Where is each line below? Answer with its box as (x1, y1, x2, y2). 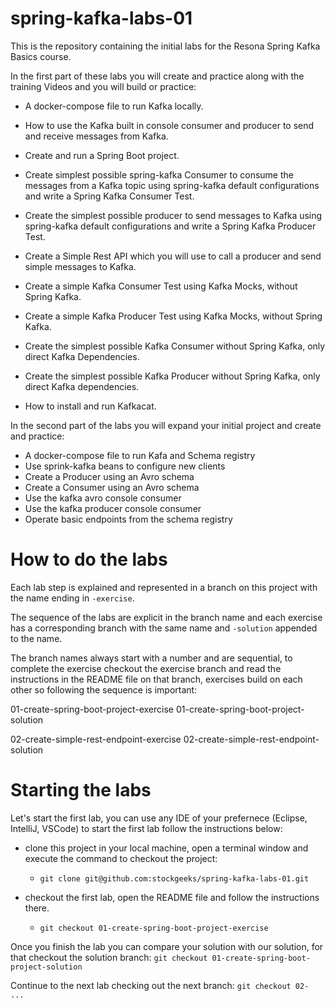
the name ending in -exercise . (10, 592, 135, 604)
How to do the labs (10, 548, 168, 571)
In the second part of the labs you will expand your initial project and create (10, 419, 322, 431)
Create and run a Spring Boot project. (24, 149, 180, 161)
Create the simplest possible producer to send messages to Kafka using (24, 209, 323, 221)
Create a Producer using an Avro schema (24, 470, 195, 482)
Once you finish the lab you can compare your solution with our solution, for (10, 940, 324, 952)
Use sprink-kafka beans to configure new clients (24, 460, 226, 472)
